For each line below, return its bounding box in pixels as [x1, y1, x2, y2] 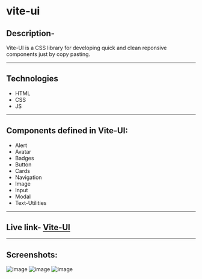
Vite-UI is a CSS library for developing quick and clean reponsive [6, 44, 167, 51]
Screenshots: [6, 249, 58, 260]
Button [14, 161, 32, 168]
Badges [14, 154, 34, 161]
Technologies [6, 74, 59, 84]
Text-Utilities [14, 199, 47, 206]
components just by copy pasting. [6, 51, 91, 58]
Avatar [14, 148, 31, 155]
